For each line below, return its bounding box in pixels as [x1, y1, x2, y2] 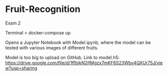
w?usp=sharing [5, 65, 38, 71]
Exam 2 [5, 20, 21, 26]
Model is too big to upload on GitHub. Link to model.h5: [5, 54, 120, 60]
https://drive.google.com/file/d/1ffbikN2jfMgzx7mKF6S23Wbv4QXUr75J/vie [5, 59, 163, 65]
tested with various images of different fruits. [5, 44, 99, 50]
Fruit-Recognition [5, 3, 80, 15]
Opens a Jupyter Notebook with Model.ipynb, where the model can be [5, 39, 151, 45]
